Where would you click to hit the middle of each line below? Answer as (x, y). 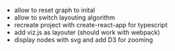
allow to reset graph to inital (54, 10)
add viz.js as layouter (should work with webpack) (87, 32)
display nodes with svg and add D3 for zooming (83, 40)
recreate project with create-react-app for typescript (91, 25)
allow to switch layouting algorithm (64, 17)
